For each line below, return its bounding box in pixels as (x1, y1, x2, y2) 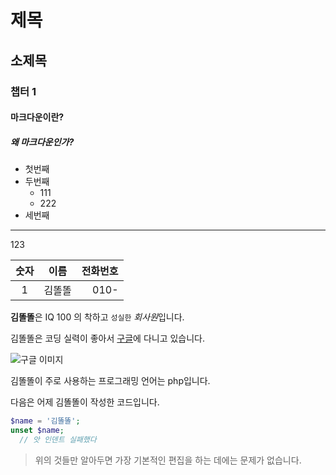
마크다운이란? (10, 111, 65, 123)
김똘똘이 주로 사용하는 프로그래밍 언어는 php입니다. (10, 375, 211, 387)
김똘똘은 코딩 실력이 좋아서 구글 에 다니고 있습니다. (10, 332, 206, 345)
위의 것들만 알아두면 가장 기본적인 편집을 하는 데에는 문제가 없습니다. (34, 454, 302, 466)
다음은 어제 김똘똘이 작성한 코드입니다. (10, 396, 160, 408)
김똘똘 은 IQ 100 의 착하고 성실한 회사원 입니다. (10, 311, 185, 323)
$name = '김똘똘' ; (10, 416, 81, 426)
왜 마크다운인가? (10, 136, 75, 148)
